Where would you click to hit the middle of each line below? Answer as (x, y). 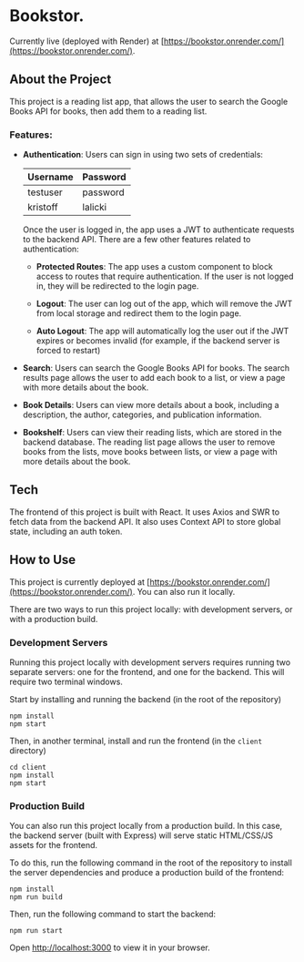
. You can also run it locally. (184, 591)
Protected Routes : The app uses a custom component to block (154, 267)
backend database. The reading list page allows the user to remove (149, 442)
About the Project (61, 80)
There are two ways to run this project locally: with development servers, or (151, 609)
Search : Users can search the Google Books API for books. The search (156, 368)
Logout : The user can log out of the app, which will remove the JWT (164, 304)
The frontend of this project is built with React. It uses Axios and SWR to (145, 512)
